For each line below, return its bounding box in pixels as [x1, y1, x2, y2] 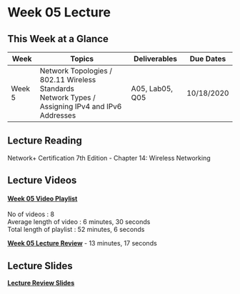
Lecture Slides [7, 260, 73, 272]
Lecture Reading [7, 135, 82, 147]
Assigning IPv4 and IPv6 [39, 101, 122, 111]
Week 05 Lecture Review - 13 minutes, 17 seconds [7, 239, 157, 248]
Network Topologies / [39, 66, 113, 76]
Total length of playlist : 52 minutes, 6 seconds [7, 225, 145, 234]
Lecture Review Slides [7, 279, 75, 288]
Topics [70, 54, 94, 64]
